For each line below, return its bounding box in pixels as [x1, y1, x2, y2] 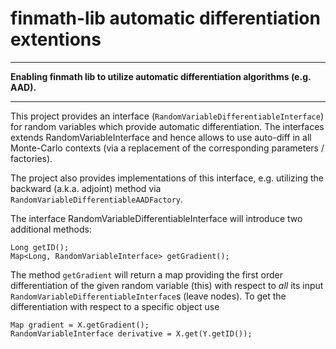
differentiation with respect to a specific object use [10, 300, 220, 312]
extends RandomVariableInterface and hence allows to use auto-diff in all [10, 131, 312, 143]
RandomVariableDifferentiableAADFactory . [10, 193, 184, 205]
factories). [10, 152, 53, 164]
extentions [10, 28, 102, 51]
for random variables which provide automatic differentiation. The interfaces [10, 120, 325, 132]
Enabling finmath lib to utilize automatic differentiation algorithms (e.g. [10, 70, 312, 82]
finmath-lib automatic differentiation [10, 7, 321, 30]
